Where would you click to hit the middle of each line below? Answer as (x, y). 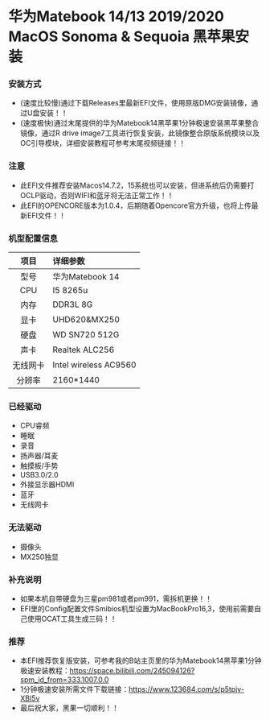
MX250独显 (39, 557)
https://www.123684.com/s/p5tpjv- (186, 689)
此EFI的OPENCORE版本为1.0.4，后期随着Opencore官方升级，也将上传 (135, 205)
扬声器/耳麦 (39, 456)
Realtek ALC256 (84, 350)
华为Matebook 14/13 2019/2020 (117, 17)
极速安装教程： (45, 671)
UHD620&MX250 (86, 320)
